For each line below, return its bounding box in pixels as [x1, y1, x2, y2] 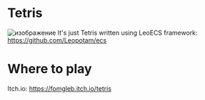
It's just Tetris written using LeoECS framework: [57, 28, 198, 37]
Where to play [7, 61, 92, 77]
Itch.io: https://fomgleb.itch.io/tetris [7, 84, 112, 93]
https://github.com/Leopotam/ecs [7, 35, 107, 44]
